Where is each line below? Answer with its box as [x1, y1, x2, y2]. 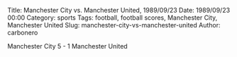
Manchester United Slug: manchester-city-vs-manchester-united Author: [7, 21, 221, 29]
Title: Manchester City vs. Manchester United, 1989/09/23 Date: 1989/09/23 [7, 6, 231, 14]
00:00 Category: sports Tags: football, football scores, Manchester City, [7, 13, 218, 22]
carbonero [7, 28, 38, 37]
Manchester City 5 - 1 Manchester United [7, 42, 128, 50]
